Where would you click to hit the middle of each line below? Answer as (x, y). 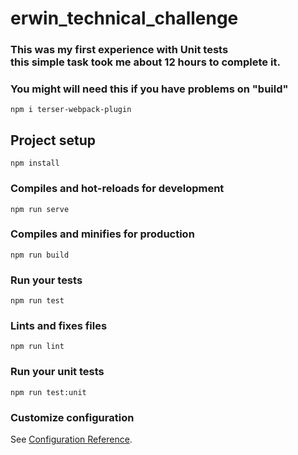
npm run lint (37, 347)
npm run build (40, 255)
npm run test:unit (48, 392)
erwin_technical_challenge (124, 18)
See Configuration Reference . (71, 439)
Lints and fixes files (59, 326)
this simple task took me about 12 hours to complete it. (145, 62)
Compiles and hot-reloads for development (117, 189)
